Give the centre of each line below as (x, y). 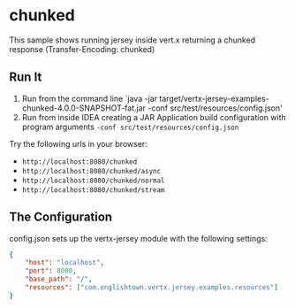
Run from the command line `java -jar (89, 98)
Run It (26, 77)
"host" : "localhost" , (64, 263)
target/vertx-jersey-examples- (214, 98)
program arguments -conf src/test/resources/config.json (130, 127)
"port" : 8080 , (51, 271)
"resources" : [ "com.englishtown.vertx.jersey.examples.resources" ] (151, 288)
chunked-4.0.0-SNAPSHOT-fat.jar (84, 108)
